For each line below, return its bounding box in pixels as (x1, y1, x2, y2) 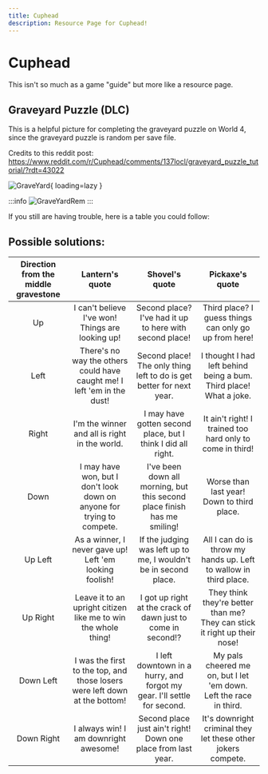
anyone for (79, 501, 120, 513)
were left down (72, 685, 128, 696)
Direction (20, 259, 57, 270)
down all (148, 471, 180, 482)
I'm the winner (73, 418, 128, 429)
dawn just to (140, 612, 187, 624)
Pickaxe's (209, 269, 247, 280)
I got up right (140, 592, 189, 604)
